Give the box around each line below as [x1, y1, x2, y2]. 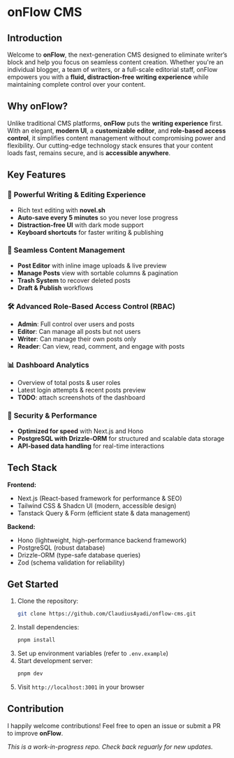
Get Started [7, 578, 59, 590]
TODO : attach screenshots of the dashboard [17, 393, 145, 402]
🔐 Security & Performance [7, 411, 98, 421]
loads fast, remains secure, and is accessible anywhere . [7, 148, 171, 157]
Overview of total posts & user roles [17, 379, 121, 387]
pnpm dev [17, 670, 43, 678]
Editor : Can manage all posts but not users [17, 328, 141, 336]
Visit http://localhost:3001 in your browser [17, 683, 145, 691]
